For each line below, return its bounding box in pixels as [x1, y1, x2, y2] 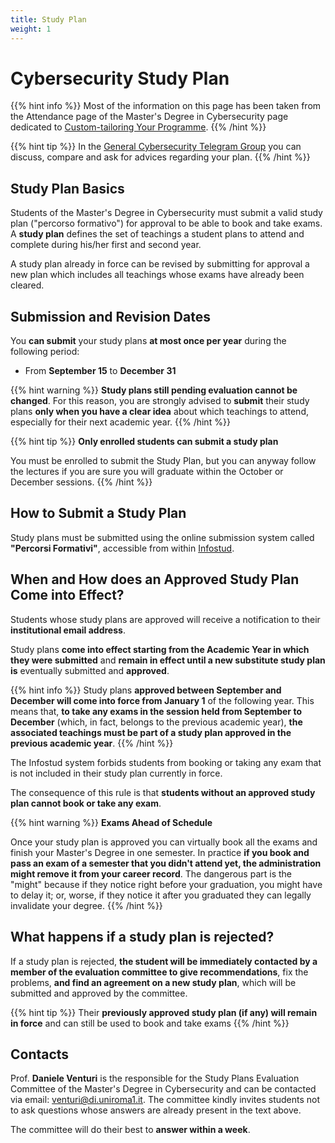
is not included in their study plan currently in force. [10, 767, 223, 779]
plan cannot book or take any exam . [10, 797, 162, 809]
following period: [10, 346, 80, 358]
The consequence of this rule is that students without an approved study [10, 786, 316, 798]
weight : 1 [10, 24, 52, 34]
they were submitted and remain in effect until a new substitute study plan [10, 654, 326, 666]
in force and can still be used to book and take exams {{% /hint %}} [10, 1017, 290, 1029]
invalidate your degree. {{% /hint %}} [10, 899, 163, 911]
